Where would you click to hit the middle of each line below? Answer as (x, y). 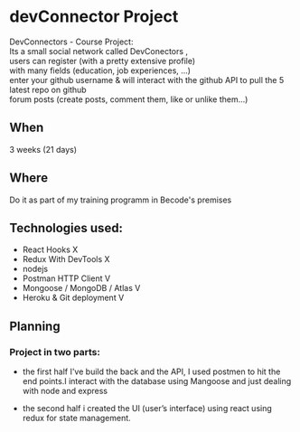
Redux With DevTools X (66, 259)
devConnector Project (94, 17)
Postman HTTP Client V (66, 278)
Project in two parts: (55, 352)
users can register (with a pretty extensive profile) (103, 61)
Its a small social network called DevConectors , (98, 51)
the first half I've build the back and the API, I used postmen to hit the (151, 371)
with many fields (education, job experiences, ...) (100, 70)
